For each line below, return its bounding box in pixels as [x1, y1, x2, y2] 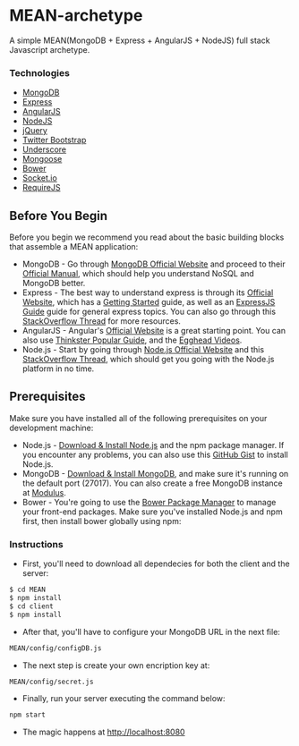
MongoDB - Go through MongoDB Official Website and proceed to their [21, 259, 286, 269]
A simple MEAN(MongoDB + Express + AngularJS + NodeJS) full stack [9, 35, 270, 46]
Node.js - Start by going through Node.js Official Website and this [21, 344, 265, 355]
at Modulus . [21, 487, 67, 497]
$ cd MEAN [9, 585, 47, 595]
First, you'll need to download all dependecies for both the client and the [21, 558, 290, 569]
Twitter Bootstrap [21, 135, 87, 146]
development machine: [9, 422, 94, 433]
